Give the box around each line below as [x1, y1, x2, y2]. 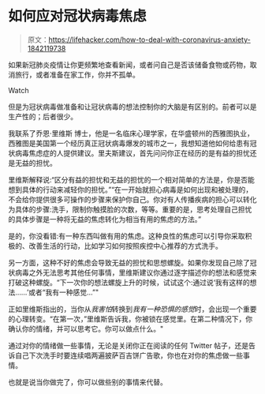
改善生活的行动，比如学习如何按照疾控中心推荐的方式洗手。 [28, 241, 222, 250]
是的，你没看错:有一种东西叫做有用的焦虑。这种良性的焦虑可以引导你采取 [8, 231, 246, 241]
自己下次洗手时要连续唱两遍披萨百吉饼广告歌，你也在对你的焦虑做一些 [14, 351, 243, 360]
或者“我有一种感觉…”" [28, 287, 99, 297]
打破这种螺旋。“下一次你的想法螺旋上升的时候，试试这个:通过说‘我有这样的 [8, 277, 250, 287]
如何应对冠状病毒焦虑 [8, 7, 147, 25]
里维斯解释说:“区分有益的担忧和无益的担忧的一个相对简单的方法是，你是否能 [8, 174, 255, 184]
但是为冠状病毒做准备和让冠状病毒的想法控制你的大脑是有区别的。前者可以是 [8, 102, 257, 111]
